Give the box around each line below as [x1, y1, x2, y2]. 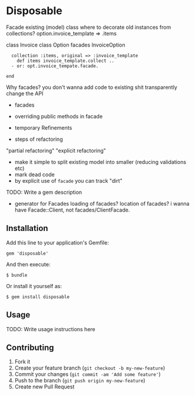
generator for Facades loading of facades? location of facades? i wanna [14, 200, 190, 207]
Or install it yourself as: [6, 282, 62, 289]
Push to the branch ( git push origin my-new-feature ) [14, 377, 146, 384]
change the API [6, 90, 44, 97]
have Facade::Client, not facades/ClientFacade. [14, 206, 130, 213]
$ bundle [6, 272, 28, 278]
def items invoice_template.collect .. [16, 58, 115, 64]
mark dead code [14, 171, 55, 178]
